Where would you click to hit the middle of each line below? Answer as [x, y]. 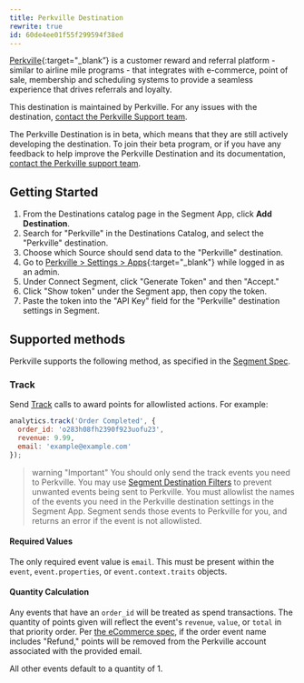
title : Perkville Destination [67, 18]
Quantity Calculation [49, 592]
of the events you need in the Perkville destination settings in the [152, 501]
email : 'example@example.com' [74, 447]
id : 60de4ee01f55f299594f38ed [67, 35]
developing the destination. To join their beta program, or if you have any [145, 144]
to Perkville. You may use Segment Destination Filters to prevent [152, 482]
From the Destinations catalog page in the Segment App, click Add [147, 214]
